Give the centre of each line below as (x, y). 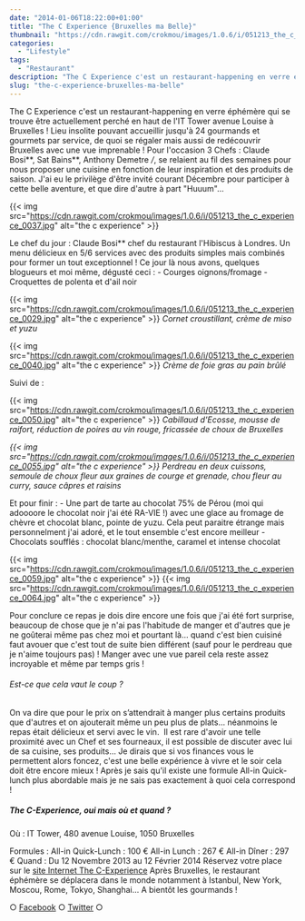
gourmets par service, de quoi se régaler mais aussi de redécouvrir (135, 140)
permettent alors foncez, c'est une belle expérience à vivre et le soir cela (146, 760)
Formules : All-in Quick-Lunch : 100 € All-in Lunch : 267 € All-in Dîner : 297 (149, 851)
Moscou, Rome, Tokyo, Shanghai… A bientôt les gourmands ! (123, 889)
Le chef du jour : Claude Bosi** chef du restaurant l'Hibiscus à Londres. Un (150, 243)
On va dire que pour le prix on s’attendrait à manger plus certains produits (148, 712)
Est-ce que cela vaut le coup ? (67, 684)
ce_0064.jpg (33, 598)
